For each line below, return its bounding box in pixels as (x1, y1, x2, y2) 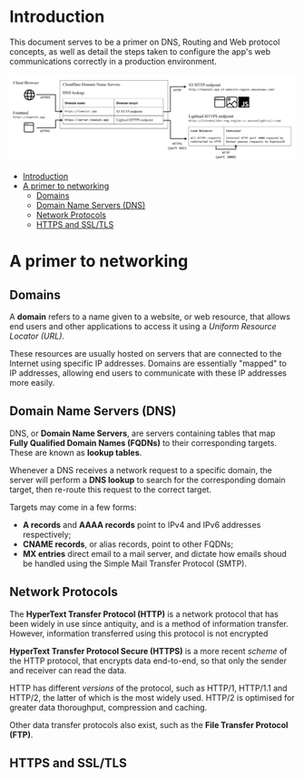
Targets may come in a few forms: (9, 501, 137, 512)
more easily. (9, 377, 55, 388)
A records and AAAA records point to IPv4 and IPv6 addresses (22, 519, 261, 530)
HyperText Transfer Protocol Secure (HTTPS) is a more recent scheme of (9, 645, 288, 656)
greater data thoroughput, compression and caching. (9, 702, 208, 712)
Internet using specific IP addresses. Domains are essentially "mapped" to (9, 358, 288, 369)
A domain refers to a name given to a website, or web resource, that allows (9, 311, 290, 322)
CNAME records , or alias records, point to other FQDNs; (22, 539, 234, 550)
